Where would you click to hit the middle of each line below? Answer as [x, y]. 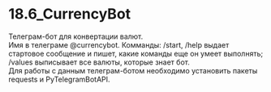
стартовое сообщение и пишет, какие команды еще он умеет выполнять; [136, 53]
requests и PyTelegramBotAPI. [60, 79]
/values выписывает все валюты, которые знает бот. [99, 62]
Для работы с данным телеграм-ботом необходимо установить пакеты [133, 70]
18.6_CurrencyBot [70, 14]
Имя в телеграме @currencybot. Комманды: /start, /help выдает [119, 44]
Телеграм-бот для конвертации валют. [76, 36]
